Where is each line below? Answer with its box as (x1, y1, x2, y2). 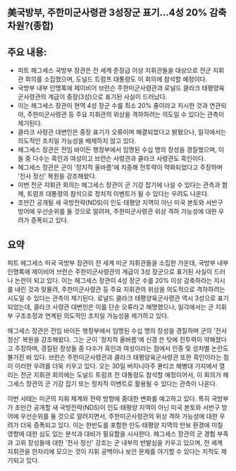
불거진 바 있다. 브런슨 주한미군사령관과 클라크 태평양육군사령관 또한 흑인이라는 (7, 353, 222, 362)
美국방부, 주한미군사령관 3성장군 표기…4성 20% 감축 (7, 6, 227, 19)
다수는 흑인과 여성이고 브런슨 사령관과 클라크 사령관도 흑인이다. (32, 154, 206, 163)
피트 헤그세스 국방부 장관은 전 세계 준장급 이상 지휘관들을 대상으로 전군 (17, 66, 211, 75)
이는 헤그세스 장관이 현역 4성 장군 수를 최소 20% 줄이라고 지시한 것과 (17, 102, 209, 110)
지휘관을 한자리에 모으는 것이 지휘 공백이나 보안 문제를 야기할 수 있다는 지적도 (7, 447, 220, 456)
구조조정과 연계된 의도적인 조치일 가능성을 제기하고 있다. (14, 312, 169, 320)
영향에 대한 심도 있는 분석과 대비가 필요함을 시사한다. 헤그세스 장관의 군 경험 (7, 429, 216, 439)
